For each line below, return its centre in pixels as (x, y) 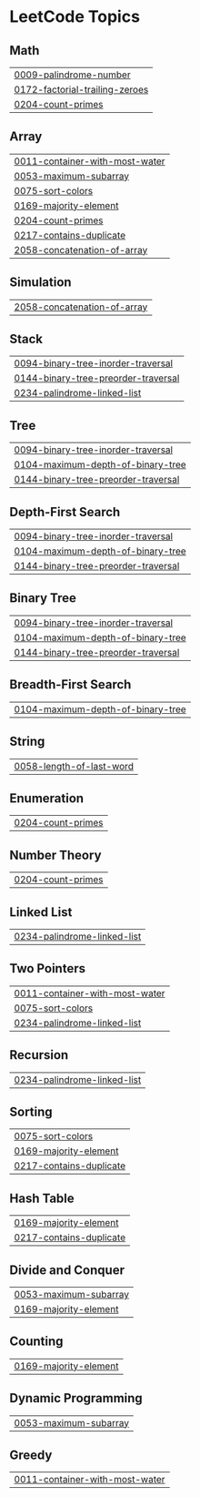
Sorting (31, 1111)
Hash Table (42, 1198)
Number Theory (55, 855)
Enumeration (47, 798)
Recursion (39, 1055)
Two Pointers (48, 968)
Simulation (40, 283)
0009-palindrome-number (72, 75)
